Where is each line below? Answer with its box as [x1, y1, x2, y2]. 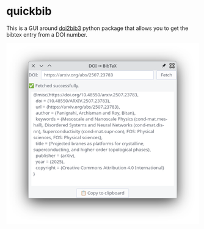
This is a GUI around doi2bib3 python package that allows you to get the [6, 24, 189, 32]
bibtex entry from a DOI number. [6, 31, 87, 38]
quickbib [6, 4, 52, 18]
